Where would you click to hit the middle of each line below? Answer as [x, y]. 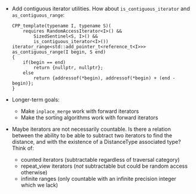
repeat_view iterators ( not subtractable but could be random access [104, 166]
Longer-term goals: [36, 100]
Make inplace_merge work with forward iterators [80, 111]
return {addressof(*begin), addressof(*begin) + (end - [105, 78]
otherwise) [34, 172]
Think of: [23, 148]
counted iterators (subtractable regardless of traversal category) [100, 160]
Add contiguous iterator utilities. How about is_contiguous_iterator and [101, 9]
